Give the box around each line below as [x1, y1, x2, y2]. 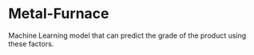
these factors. [8, 38, 54, 48]
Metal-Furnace [8, 5, 109, 23]
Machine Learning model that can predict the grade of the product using [8, 31, 247, 40]
